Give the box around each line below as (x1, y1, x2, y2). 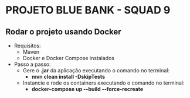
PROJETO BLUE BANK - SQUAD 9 (5, 3, 171, 17)
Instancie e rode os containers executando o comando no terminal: (22, 79, 185, 86)
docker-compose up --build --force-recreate (31, 86, 144, 92)
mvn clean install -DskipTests (31, 73, 106, 80)
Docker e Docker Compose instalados (22, 55, 115, 61)
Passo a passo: (13, 61, 51, 68)
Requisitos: (13, 42, 42, 49)
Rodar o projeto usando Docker (5, 27, 121, 37)
